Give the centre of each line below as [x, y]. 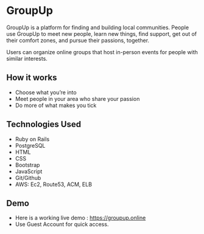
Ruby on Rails [32, 139]
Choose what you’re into [46, 92]
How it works [32, 77]
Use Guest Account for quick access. [62, 224]
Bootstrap [27, 165]
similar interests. [27, 58]
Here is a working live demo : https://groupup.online [80, 218]
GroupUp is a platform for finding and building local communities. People [98, 27]
